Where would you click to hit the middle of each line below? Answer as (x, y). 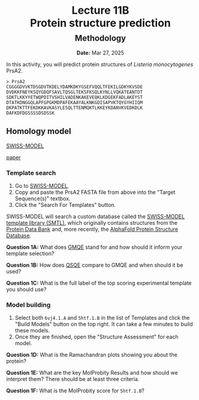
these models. (32, 331)
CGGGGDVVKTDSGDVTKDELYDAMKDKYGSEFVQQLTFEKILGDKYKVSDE (75, 87)
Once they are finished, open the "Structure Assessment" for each (97, 337)
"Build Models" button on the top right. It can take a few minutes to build (104, 324)
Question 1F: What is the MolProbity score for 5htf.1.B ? (75, 391)
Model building (28, 304)
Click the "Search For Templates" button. (65, 204)
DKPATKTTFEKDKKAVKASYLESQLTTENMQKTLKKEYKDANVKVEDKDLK (75, 108)
